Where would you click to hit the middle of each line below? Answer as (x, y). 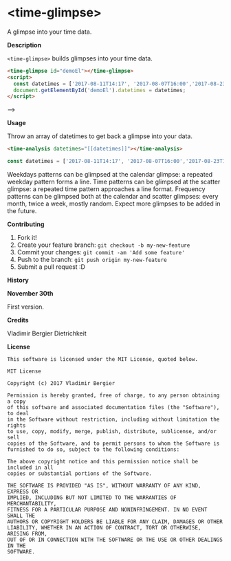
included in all (30, 468)
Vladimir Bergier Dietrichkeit (47, 333)
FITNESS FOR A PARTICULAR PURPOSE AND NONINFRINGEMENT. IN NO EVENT (107, 510)
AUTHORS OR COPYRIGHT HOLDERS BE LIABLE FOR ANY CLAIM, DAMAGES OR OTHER (115, 522)
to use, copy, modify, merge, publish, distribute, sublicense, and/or (112, 432)
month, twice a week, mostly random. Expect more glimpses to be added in (114, 203)
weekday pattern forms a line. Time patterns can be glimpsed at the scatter (114, 182)
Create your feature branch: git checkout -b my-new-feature (103, 245)
